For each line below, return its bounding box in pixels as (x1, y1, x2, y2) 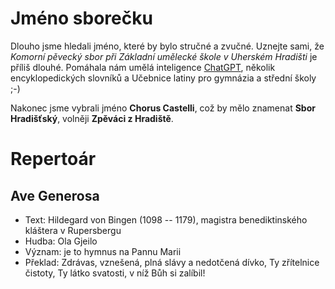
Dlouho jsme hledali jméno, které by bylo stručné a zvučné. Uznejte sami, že (10, 40, 325, 52)
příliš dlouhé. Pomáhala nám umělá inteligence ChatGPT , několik (10, 61, 276, 73)
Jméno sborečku (10, 7, 153, 30)
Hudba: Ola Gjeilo (24, 235, 98, 247)
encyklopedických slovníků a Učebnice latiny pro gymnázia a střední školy (10, 72, 317, 84)
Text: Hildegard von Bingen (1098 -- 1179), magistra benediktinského (24, 213, 308, 226)
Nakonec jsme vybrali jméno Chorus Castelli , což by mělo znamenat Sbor (10, 102, 316, 114)
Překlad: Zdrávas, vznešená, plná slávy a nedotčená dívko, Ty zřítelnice (24, 256, 320, 268)
